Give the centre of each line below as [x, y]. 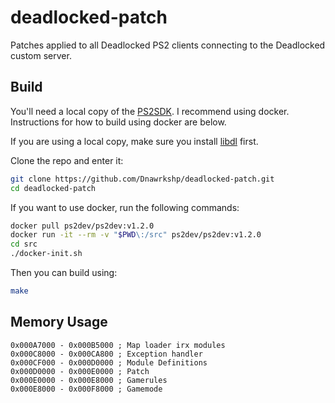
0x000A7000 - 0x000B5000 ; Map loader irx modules [118, 345]
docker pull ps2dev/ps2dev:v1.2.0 [82, 226]
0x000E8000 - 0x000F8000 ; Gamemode [86, 389]
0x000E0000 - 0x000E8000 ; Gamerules [89, 380]
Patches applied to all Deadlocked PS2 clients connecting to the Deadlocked [168, 45]
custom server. [41, 55]
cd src [24, 244]
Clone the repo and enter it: [67, 160]
